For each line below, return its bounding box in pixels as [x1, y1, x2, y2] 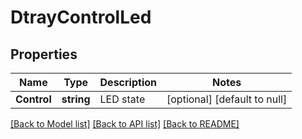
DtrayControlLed [10, 6, 152, 29]
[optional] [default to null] [166, 92, 288, 106]
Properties [10, 46, 78, 63]
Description [99, 76, 157, 89]
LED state [99, 92, 146, 106]
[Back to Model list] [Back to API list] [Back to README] [10, 118, 240, 130]
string [61, 92, 91, 106]
